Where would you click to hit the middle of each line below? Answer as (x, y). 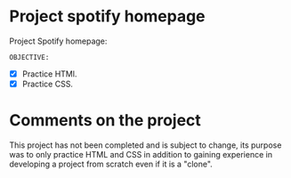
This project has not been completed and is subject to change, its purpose (145, 145)
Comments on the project (105, 121)
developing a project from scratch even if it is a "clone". (111, 164)
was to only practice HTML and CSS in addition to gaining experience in (141, 154)
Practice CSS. (48, 84)
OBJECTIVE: (29, 57)
